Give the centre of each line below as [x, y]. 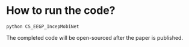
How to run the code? [61, 11]
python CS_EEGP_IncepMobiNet [43, 27]
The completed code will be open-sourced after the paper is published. [95, 37]
